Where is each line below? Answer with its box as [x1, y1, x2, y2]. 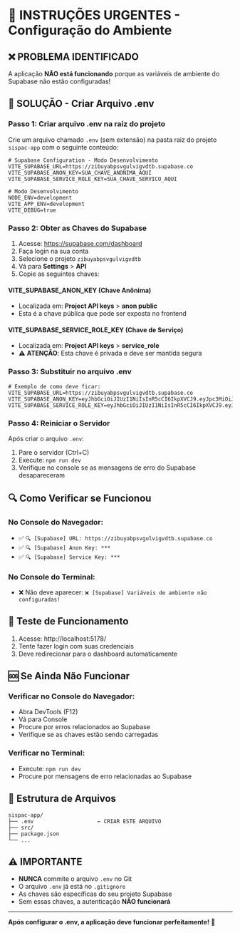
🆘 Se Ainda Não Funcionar [8, 670, 130, 682]
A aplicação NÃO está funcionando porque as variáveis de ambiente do [8, 70, 220, 78]
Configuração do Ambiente [8, 22, 172, 38]
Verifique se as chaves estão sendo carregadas [18, 731, 159, 739]
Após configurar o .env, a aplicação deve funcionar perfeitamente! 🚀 [8, 918, 216, 927]
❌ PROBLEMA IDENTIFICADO [8, 51, 140, 63]
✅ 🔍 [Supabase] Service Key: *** [18, 552, 120, 561]
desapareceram [18, 470, 66, 479]
